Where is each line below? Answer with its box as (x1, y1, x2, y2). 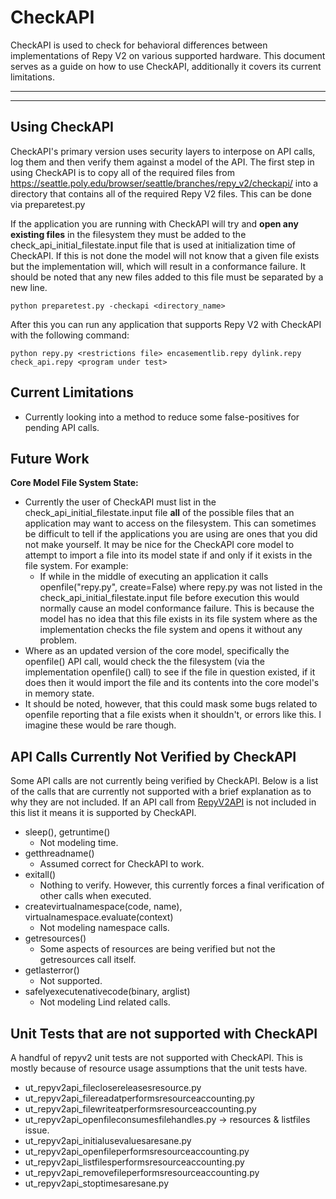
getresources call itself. (39, 954, 137, 966)
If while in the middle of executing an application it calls (39, 571, 269, 583)
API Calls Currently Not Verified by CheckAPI (10, 748, 297, 765)
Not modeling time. (39, 837, 119, 849)
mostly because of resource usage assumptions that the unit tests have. (10, 1062, 308, 1074)
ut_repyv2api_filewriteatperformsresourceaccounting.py (24, 1103, 257, 1115)
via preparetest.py (10, 198, 86, 210)
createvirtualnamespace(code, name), (24, 901, 183, 913)
